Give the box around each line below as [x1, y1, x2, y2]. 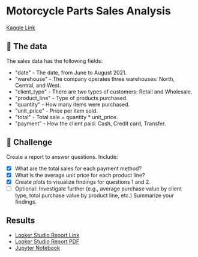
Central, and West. [14, 81, 61, 89]
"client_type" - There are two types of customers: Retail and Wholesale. [14, 88, 193, 95]
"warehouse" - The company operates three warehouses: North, [14, 75, 175, 82]
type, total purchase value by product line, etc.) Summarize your [14, 192, 174, 199]
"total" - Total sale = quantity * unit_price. [14, 113, 118, 120]
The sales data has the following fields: [6, 57, 103, 64]
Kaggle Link [6, 24, 36, 31]
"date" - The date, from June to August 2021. [14, 69, 127, 76]
